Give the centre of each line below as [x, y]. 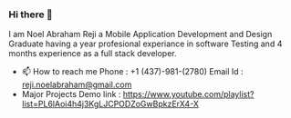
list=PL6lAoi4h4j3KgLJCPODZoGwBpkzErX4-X [110, 104]
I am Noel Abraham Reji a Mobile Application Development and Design [140, 34]
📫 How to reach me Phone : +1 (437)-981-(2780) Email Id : [132, 72]
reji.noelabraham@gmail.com [77, 84]
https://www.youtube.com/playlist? [188, 94]
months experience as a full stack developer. [93, 54]
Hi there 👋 [31, 15]
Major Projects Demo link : [71, 94]
